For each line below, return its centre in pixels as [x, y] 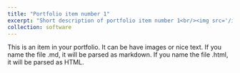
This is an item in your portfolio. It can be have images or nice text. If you [114, 47]
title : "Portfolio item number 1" [59, 14]
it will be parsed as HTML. [46, 62]
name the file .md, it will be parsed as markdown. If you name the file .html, [118, 55]
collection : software [40, 27]
